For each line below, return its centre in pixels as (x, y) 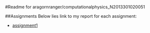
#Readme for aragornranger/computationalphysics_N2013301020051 (75, 7)
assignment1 (25, 25)
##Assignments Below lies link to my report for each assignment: (71, 16)
